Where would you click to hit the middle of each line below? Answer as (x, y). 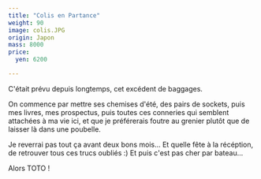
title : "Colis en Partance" (54, 15)
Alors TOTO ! (29, 168)
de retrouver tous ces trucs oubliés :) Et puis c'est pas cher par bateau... (126, 153)
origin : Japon (32, 37)
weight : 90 (26, 23)
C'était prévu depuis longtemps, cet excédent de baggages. (106, 88)
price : (19, 52)
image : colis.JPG (37, 30)
